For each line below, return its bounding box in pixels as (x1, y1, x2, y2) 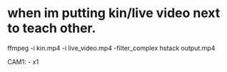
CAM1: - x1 (7, 57, 39, 66)
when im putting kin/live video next (7, 5, 221, 21)
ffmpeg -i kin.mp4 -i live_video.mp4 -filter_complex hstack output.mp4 (7, 43, 216, 52)
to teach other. (7, 20, 96, 36)
